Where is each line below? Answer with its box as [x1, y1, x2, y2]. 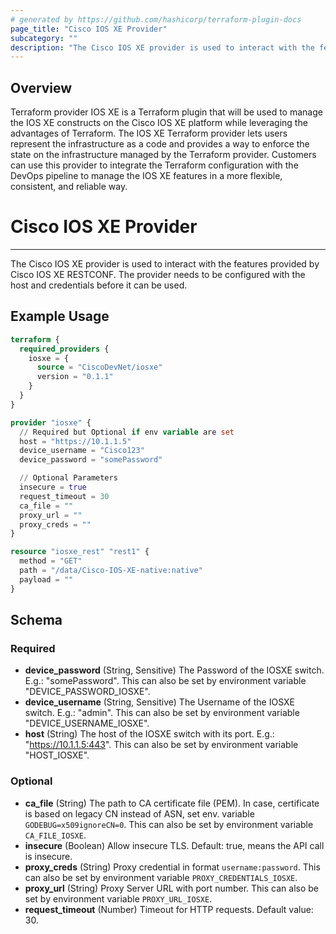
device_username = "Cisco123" [19, 446, 145, 456]
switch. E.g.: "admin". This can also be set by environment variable [24, 707, 300, 719]
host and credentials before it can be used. [10, 279, 188, 291]
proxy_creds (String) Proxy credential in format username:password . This [24, 861, 321, 873]
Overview [10, 79, 73, 96]
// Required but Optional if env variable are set [19, 427, 235, 437]
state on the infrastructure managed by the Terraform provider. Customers [10, 149, 317, 161]
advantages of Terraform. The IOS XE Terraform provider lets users [10, 127, 288, 140]
